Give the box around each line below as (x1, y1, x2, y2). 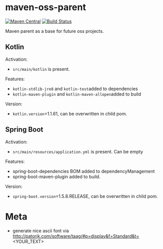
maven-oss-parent (5, 2, 86, 13)
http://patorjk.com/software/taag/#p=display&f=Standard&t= (12, 233, 140, 239)
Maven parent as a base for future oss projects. (5, 28, 104, 34)
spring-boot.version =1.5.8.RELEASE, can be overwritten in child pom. (12, 193, 158, 199)
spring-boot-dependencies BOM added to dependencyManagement (12, 168, 155, 174)
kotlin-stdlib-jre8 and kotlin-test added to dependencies (12, 86, 138, 92)
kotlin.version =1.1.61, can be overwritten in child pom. (12, 110, 127, 116)
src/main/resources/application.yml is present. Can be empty (12, 148, 143, 154)
